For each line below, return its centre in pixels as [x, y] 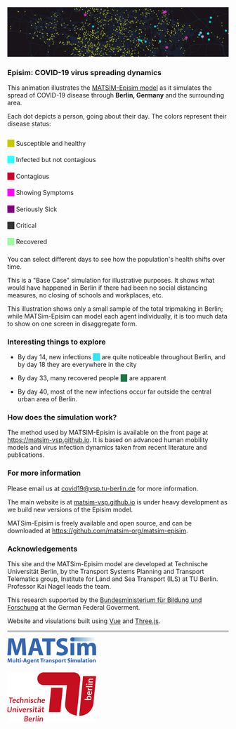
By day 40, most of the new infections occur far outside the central [114, 392]
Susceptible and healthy [51, 143]
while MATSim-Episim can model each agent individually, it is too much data [118, 316]
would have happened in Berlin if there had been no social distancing [107, 288]
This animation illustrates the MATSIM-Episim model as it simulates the [110, 88]
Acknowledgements [42, 549]
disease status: [29, 123]
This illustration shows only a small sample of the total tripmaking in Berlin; [115, 309]
